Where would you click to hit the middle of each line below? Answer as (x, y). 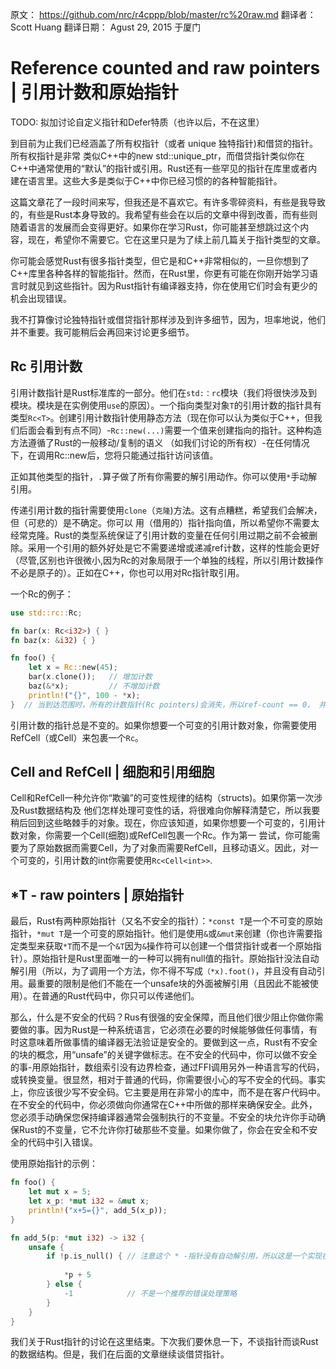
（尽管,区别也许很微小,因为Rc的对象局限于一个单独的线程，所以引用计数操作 (167, 560)
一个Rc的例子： (42, 594)
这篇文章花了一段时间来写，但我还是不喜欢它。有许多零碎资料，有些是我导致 (168, 202)
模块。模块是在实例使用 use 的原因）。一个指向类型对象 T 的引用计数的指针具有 (166, 405)
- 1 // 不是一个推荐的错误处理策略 (150, 1293)
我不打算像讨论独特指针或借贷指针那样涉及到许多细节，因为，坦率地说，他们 (168, 319)
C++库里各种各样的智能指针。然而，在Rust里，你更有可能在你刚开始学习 (160, 273)
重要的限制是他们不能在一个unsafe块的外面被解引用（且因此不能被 (173, 984)
